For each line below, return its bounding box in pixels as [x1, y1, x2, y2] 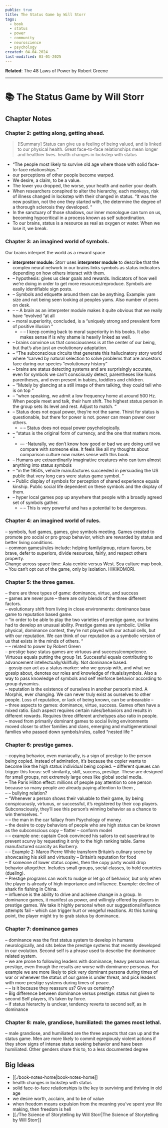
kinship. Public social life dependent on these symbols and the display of [12, 483, 162, 489]
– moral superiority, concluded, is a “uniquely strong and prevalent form [12, 318, 161, 324]
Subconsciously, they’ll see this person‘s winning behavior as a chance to [5, 806, 156, 812]
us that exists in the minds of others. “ [5, 638, 83, 644]
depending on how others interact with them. [12, 270, 105, 276]
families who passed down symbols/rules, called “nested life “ [5, 729, 133, 735]
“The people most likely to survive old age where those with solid [12, 161, 147, 167]
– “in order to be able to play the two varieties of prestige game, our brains [5, 617, 158, 623]
